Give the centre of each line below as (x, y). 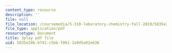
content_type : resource (31, 10)
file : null (17, 19)
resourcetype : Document (31, 33)
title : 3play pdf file (29, 38)
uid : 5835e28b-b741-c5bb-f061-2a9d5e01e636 (52, 43)
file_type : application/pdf (35, 29)
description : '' (23, 15)
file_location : (21, 24)
